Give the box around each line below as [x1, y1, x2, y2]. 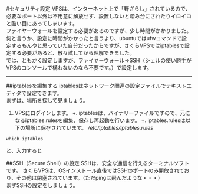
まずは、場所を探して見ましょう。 [6, 97, 88, 104]
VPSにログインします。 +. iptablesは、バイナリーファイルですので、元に [14, 110, 190, 116]
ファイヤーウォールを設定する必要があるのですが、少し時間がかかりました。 [6, 27, 192, 34]
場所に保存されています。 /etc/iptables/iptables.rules [25, 124, 153, 131]
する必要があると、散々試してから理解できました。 [11, 50, 136, 56]
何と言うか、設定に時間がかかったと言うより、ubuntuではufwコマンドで [6, 35, 182, 41]
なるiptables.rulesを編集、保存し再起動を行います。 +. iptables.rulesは [14, 117, 186, 124]
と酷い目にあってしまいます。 [6, 20, 78, 27]
